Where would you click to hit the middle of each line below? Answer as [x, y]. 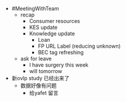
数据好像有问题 [38, 85]
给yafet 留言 [44, 93]
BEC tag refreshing [61, 52]
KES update [43, 27]
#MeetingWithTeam [35, 9]
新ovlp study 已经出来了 [40, 78]
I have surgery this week [59, 65]
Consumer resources [55, 21]
